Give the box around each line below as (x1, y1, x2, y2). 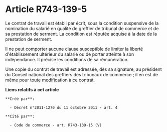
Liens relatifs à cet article (5, 86, 59, 92)
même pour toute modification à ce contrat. (5, 77, 95, 83)
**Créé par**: (5, 96, 35, 101)
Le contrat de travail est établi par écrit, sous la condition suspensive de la (5, 20, 159, 26)
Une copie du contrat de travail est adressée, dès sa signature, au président (5, 66, 162, 72)
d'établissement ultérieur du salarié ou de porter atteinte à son (5, 51, 134, 57)
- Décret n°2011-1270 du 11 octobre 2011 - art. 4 (10, 105, 118, 110)
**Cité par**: (5, 114, 35, 119)
